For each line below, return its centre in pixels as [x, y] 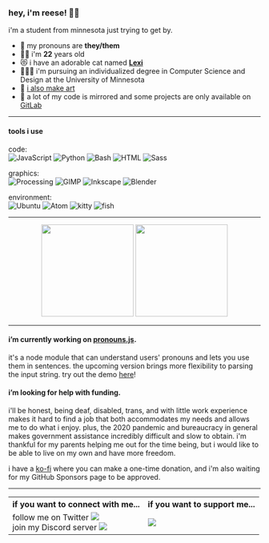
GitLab [31, 105]
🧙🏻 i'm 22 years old [52, 54]
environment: [30, 197]
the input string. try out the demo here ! [72, 374]
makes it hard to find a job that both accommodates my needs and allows [129, 419]
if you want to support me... [201, 504]
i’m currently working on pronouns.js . [72, 340]
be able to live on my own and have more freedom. [92, 452]
